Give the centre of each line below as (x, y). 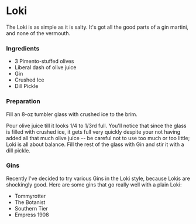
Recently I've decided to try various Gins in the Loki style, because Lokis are (98, 178)
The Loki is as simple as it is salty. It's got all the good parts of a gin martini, (97, 27)
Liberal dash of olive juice (45, 67)
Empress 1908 (32, 215)
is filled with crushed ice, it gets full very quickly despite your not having (93, 132)
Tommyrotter (30, 196)
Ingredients (23, 48)
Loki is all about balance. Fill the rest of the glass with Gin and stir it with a (95, 144)
